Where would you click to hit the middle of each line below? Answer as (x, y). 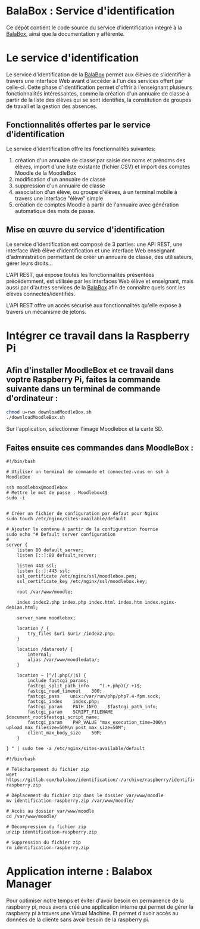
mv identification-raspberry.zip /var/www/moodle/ (70, 801)
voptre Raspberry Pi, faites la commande (83, 380)
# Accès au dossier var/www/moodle (50, 811)
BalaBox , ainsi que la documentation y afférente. (65, 33)
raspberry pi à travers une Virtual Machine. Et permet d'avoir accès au (92, 913)
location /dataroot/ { (45, 649)
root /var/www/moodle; (45, 592)
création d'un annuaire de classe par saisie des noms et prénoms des (100, 160)
